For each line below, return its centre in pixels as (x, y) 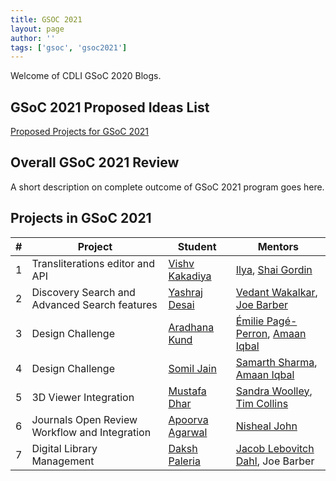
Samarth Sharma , (276, 362)
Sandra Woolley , (274, 391)
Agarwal (188, 432)
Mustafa (187, 391)
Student (197, 246)
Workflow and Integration (91, 432)
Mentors (278, 246)
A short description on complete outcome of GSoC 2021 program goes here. (167, 187)
